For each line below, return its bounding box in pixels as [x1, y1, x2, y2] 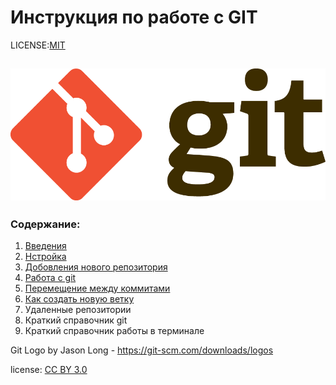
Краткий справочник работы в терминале [24, 325, 205, 337]
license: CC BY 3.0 [10, 364, 88, 376]
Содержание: [10, 217, 81, 231]
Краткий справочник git [24, 314, 128, 326]
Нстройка [24, 251, 67, 263]
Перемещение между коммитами [24, 282, 171, 295]
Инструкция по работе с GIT [10, 6, 258, 29]
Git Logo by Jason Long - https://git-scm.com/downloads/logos [10, 344, 274, 356]
